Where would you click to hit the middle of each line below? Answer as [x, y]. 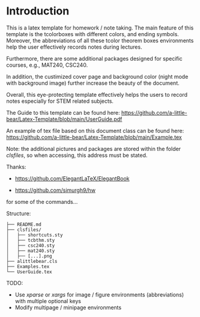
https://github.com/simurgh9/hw [55, 190]
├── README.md [24, 224]
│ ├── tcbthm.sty [31, 240]
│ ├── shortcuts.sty [35, 235]
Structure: [19, 213]
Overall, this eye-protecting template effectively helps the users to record [97, 94]
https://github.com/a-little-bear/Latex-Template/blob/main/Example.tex [94, 137]
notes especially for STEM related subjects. [60, 101]
